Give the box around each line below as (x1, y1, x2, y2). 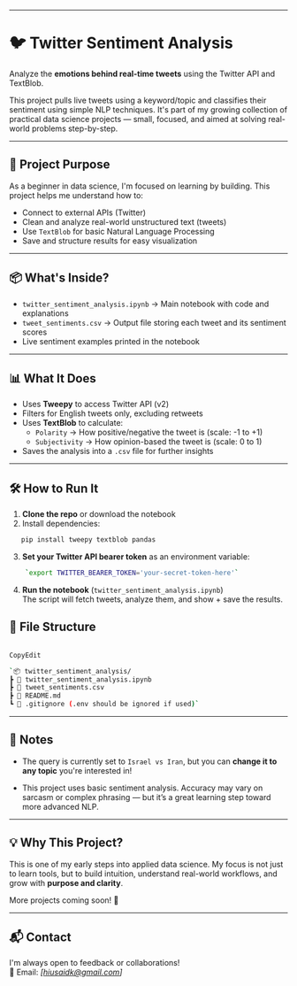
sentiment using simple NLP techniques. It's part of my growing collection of (9, 104, 288, 115)
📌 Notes (9, 732, 54, 748)
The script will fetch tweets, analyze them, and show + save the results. (21, 594, 284, 605)
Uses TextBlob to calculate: (21, 418, 124, 428)
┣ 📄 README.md (9, 691, 62, 700)
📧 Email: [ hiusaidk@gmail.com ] (9, 967, 123, 978)
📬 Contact (9, 930, 72, 945)
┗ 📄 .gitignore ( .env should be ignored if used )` (9, 700, 200, 709)
